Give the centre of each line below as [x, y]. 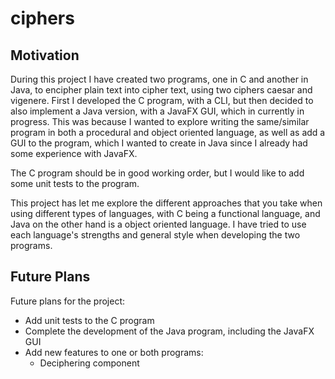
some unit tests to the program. [75, 183]
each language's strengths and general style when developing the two [155, 235]
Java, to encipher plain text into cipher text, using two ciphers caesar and [161, 90]
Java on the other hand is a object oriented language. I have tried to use [158, 224]
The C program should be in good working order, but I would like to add [157, 173]
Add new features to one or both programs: [114, 352]
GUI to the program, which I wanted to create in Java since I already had [159, 143]
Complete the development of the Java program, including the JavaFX [169, 331]
